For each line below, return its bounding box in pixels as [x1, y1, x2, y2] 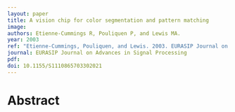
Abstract [7, 92, 60, 108]
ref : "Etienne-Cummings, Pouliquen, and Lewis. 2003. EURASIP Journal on [7, 43, 229, 50]
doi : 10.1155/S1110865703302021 [7, 62, 102, 69]
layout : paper [7, 10, 49, 17]
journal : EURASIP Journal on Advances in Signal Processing [7, 50, 188, 57]
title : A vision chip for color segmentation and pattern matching [7, 17, 210, 24]
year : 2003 [7, 36, 39, 43]
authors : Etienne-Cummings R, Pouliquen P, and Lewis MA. [7, 29, 181, 37]
